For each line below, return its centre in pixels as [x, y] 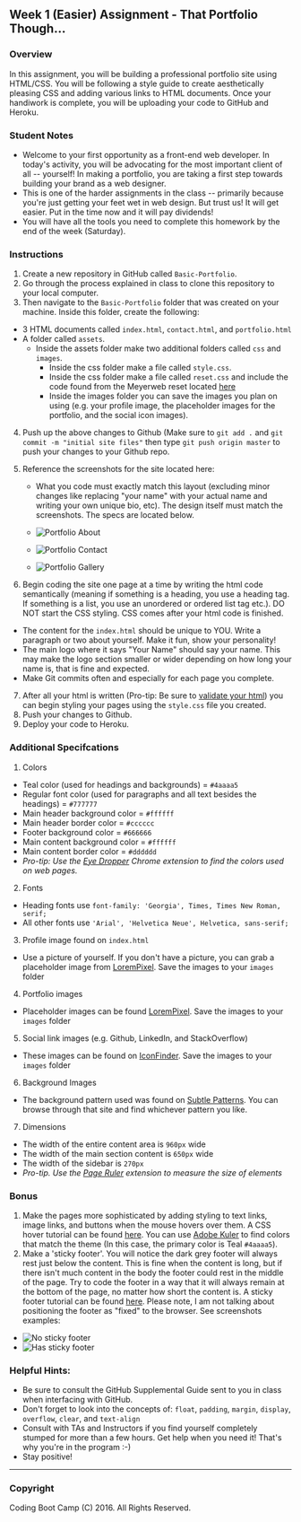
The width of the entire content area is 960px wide [114, 1144]
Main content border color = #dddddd [89, 851]
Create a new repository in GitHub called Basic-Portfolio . [129, 274]
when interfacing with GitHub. [77, 1400]
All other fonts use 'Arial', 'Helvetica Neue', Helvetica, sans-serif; [155, 923]
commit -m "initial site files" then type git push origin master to [151, 442]
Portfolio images [52, 993]
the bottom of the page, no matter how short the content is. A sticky [147, 1291]
